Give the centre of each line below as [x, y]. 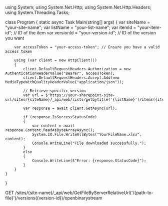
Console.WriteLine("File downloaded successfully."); [89, 143]
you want [15, 38]
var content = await [53, 126]
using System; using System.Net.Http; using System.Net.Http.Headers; [78, 7]
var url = [33, 95]
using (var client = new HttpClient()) [56, 60]
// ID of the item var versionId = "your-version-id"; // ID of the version [85, 33]
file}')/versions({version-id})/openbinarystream [54, 198]
